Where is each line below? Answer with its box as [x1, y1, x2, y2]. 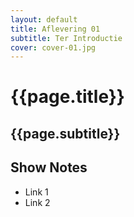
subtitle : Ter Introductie [10, 33, 123, 43]
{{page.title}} [10, 86, 125, 108]
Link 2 [24, 196, 51, 208]
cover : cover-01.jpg [10, 42, 97, 53]
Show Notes [10, 159, 88, 176]
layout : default [10, 14, 78, 25]
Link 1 [24, 186, 49, 198]
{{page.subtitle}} [10, 125, 121, 142]
